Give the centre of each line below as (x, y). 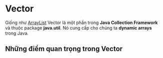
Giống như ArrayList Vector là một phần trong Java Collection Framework (81, 22)
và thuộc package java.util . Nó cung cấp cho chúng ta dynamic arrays (78, 27)
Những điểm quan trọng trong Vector (64, 49)
